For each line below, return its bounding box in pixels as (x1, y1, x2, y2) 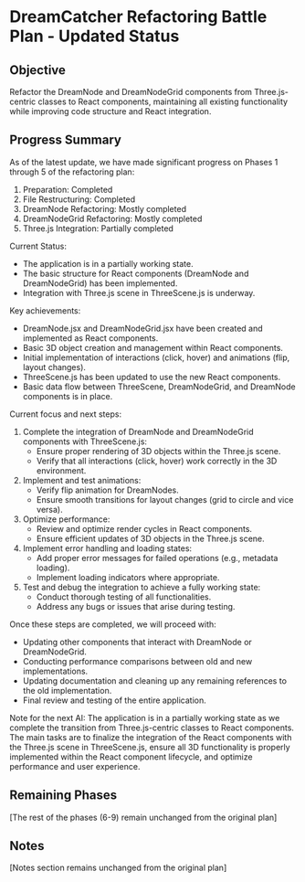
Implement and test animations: (22, 474, 142, 485)
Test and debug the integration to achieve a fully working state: (22, 581, 261, 592)
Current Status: (9, 240, 67, 251)
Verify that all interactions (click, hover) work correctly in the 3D (36, 455, 278, 466)
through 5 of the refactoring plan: (9, 166, 135, 177)
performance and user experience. (9, 760, 141, 771)
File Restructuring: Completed (22, 194, 136, 205)
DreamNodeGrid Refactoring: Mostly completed (22, 213, 203, 224)
